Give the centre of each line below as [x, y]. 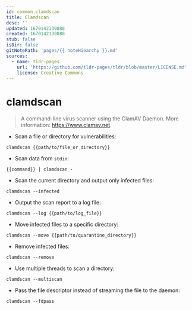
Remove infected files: [42, 247]
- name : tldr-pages [36, 61]
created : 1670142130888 [36, 34]
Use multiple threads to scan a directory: [64, 268]
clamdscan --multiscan [34, 280]
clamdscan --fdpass [30, 302]
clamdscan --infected [33, 191]
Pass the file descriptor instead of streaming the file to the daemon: [97, 290]
